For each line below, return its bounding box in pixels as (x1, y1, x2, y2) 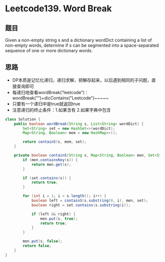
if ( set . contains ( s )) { (23, 175, 71, 180)
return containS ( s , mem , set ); (23, 139, 87, 144)
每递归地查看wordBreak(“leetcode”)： (12, 89, 89, 95)
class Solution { (5, 117, 41, 122)
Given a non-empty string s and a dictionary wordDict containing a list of (5, 37, 152, 43)
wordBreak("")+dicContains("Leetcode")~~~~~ (12, 95, 109, 101)
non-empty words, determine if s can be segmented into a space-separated (5, 42, 159, 48)
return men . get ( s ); (31, 162, 71, 167)
